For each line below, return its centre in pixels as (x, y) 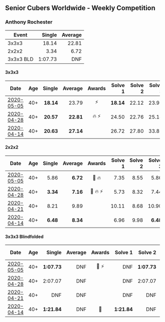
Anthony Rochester (29, 22)
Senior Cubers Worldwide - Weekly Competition (80, 8)
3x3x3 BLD (20, 59)
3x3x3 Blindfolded (24, 236)
